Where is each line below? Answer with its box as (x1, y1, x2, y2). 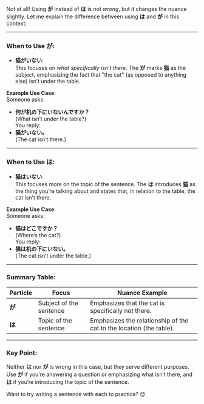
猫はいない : (15, 173, 44, 180)
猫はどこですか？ (15, 225, 58, 232)
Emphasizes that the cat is (90, 299, 165, 307)
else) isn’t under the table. (15, 78, 81, 85)
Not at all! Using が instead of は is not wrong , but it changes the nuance (6, 5, 187, 12)
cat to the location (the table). (90, 324, 175, 332)
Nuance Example (117, 288, 168, 297)
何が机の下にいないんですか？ (15, 108, 90, 116)
